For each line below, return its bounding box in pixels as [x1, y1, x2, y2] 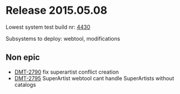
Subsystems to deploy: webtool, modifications [5, 35, 120, 42]
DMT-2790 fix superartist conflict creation [14, 68, 119, 75]
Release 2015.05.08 [5, 4, 108, 17]
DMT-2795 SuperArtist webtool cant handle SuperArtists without [14, 74, 175, 81]
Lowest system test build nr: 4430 [5, 23, 91, 31]
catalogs [14, 81, 37, 88]
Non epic [5, 52, 40, 63]
